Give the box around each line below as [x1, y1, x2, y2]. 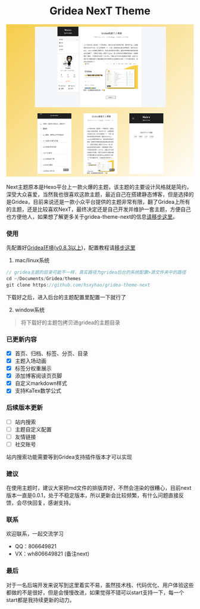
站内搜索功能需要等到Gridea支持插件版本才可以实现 [6, 453, 132, 460]
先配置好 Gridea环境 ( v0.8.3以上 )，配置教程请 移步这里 [6, 244, 136, 251]
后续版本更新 [6, 403, 43, 412]
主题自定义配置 [14, 425, 52, 433]
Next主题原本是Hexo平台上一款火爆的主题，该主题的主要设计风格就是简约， [6, 183, 192, 190]
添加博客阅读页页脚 [14, 372, 62, 380]
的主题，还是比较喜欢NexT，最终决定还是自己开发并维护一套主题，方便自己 [6, 206, 192, 213]
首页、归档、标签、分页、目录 [14, 350, 88, 357]
